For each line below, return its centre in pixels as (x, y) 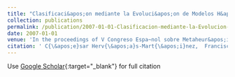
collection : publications (45, 20)
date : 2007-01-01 (33, 33)
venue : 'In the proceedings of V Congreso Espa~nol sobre (93, 40)
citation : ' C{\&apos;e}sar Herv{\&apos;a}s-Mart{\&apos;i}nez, (103, 46)
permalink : (23, 27)
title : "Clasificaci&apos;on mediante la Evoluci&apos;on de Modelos (111, 14)
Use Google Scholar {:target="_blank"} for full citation (84, 66)
